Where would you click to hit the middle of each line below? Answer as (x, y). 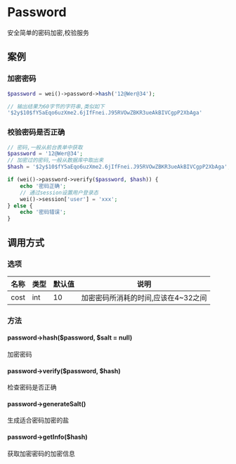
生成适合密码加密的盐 (38, 420)
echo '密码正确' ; (43, 186)
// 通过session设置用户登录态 (59, 193)
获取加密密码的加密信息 (41, 453)
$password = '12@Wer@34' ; (45, 154)
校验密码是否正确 (36, 132)
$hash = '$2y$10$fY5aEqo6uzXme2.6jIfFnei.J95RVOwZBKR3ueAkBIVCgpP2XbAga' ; (119, 167)
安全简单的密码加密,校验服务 (48, 32)
